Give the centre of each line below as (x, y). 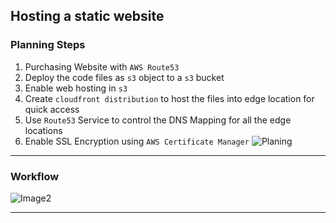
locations (43, 130)
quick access (52, 109)
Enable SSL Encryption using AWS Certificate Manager (137, 141)
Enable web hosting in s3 (76, 88)
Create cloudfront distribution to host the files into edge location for (169, 98)
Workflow (35, 176)
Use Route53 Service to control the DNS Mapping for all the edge (158, 120)
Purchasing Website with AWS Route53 (102, 66)
